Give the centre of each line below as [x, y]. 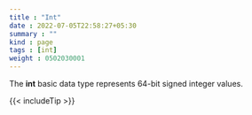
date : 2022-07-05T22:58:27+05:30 [73, 26]
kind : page [31, 42]
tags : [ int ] [33, 50]
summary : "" [33, 34]
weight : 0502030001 [47, 58]
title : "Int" [35, 17]
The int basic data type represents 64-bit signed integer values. [126, 84]
